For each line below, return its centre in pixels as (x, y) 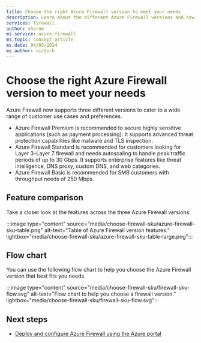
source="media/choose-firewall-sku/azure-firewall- (131, 224)
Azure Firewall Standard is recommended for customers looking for (98, 147)
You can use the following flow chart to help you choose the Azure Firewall (99, 270)
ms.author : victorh (31, 51)
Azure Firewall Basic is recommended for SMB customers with (92, 172)
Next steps (27, 319)
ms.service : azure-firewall (41, 34)
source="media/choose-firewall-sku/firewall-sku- (128, 288)
